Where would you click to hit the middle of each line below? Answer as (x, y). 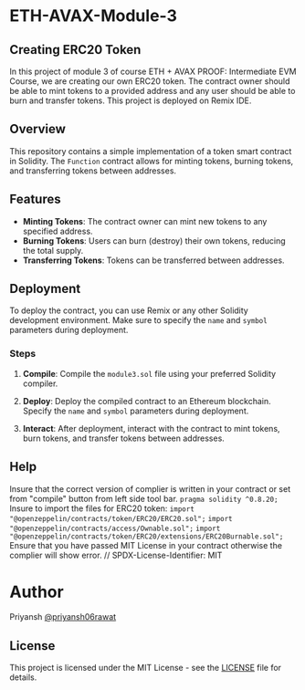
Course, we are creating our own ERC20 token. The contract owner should (150, 81)
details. (23, 677)
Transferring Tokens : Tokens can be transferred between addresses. (153, 260)
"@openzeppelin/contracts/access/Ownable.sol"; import (115, 528)
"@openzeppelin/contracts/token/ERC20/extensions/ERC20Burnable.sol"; (147, 536)
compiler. (40, 383)
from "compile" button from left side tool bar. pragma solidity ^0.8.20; (144, 498)
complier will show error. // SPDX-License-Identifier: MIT (116, 555)
